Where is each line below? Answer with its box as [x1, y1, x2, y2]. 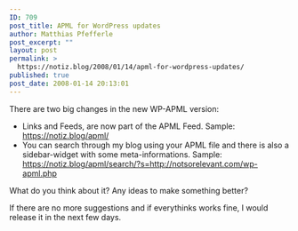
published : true [9, 71, 69, 80]
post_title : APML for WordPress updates [9, 21, 162, 30]
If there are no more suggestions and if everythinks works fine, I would [9, 202, 269, 213]
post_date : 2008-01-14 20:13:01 [9, 79, 129, 88]
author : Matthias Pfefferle [9, 29, 114, 38]
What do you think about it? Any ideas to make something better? [9, 185, 249, 195]
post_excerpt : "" [9, 37, 74, 47]
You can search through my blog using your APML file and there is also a [21, 139, 289, 150]
